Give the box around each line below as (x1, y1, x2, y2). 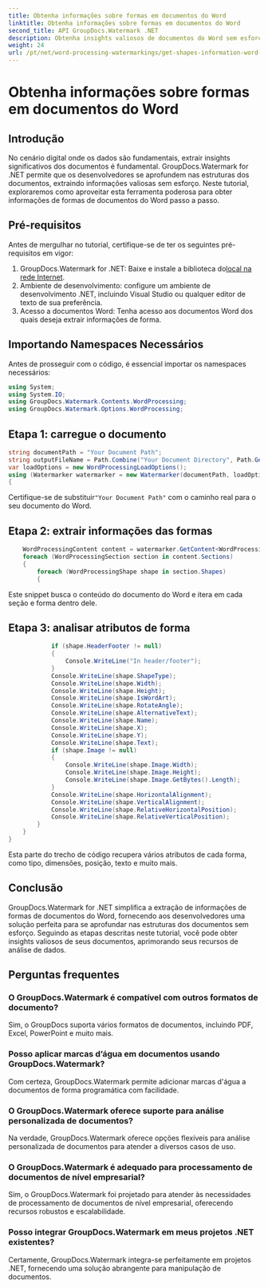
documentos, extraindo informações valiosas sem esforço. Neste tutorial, (8, 179, 250, 188)
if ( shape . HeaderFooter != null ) (50, 642, 162, 651)
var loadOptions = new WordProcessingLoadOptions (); (8, 463, 187, 471)
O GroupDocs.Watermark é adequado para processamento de (8, 1161, 253, 1172)
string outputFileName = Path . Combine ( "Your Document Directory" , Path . (8, 456, 255, 464)
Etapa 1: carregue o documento (8, 427, 167, 441)
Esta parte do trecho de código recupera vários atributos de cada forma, (8, 850, 247, 859)
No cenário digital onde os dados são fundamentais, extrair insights (8, 153, 231, 162)
